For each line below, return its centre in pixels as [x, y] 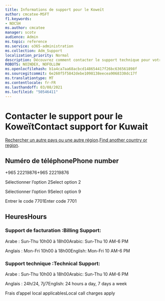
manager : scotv [21, 32]
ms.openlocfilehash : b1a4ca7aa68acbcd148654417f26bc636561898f [71, 69]
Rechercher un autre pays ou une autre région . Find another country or [76, 140]
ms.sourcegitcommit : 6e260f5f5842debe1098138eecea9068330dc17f [71, 74]
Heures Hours [26, 217]
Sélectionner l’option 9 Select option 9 [43, 192]
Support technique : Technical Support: [53, 263]
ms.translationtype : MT [29, 78]
